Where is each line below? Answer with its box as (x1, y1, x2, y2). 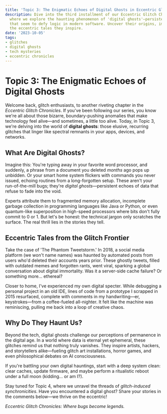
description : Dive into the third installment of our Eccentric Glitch (5, 12, 157, 17)
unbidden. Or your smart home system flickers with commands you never (5, 173, 156, 179)
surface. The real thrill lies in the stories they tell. (5, 219, 105, 225)
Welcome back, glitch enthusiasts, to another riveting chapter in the (5, 102, 144, 108)
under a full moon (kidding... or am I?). (5, 373, 83, 379)
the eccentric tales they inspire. (9, 26, 83, 31)
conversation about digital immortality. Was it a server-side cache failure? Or (5, 268, 162, 274)
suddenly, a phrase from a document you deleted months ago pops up (5, 167, 150, 173)
